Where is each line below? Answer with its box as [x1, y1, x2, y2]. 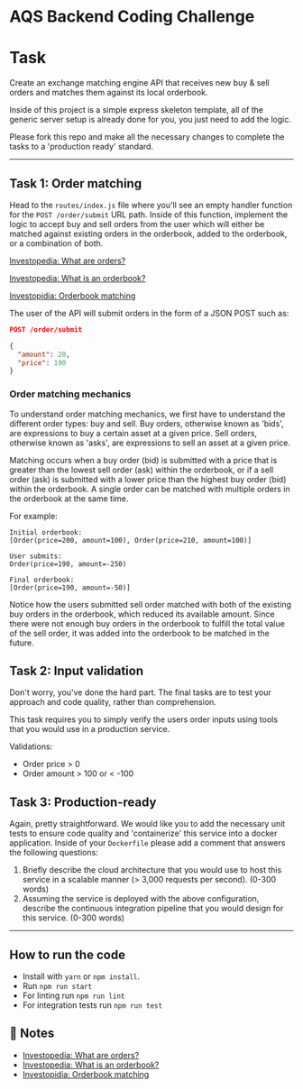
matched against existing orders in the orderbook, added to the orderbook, [9, 228, 288, 239]
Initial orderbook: [9, 527, 83, 537]
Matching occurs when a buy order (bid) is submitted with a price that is [9, 454, 278, 465]
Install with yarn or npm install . [22, 971, 141, 982]
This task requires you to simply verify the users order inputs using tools [9, 714, 278, 725]
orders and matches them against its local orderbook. [9, 87, 208, 98]
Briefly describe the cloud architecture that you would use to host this [22, 865, 282, 875]
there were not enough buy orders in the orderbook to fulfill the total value [9, 618, 286, 628]
